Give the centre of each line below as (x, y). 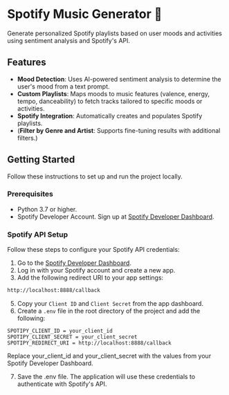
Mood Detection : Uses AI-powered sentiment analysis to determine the (119, 79)
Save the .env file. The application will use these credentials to (106, 377)
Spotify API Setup (37, 235)
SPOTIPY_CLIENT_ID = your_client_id (60, 331)
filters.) (27, 138)
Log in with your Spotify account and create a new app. (96, 270)
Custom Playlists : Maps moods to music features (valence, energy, (113, 93)
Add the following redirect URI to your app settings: (90, 278)
